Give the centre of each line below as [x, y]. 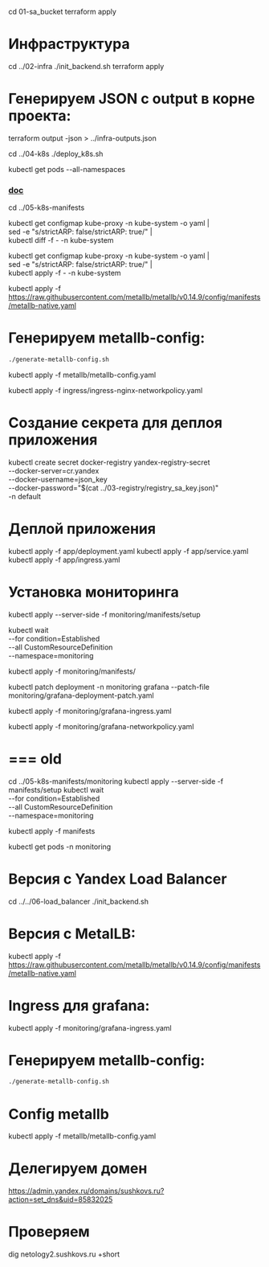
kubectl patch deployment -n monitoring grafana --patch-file [109, 687]
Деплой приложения [82, 529]
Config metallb [59, 1114]
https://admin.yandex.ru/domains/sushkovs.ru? [86, 1191]
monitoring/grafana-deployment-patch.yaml [81, 695]
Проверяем [49, 1232]
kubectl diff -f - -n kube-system [61, 240]
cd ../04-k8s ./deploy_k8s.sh [56, 154]
